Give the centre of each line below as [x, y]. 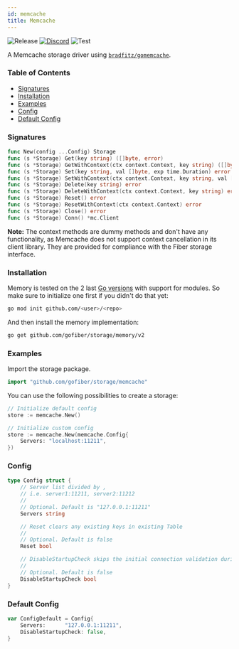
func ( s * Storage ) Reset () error [57, 198]
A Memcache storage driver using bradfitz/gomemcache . [89, 55]
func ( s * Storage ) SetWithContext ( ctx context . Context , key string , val [117, 178]
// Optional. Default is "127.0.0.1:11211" [86, 507]
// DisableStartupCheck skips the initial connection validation [119, 559]
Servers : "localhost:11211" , [63, 441]
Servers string [43, 514]
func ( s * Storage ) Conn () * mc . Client [63, 218]
